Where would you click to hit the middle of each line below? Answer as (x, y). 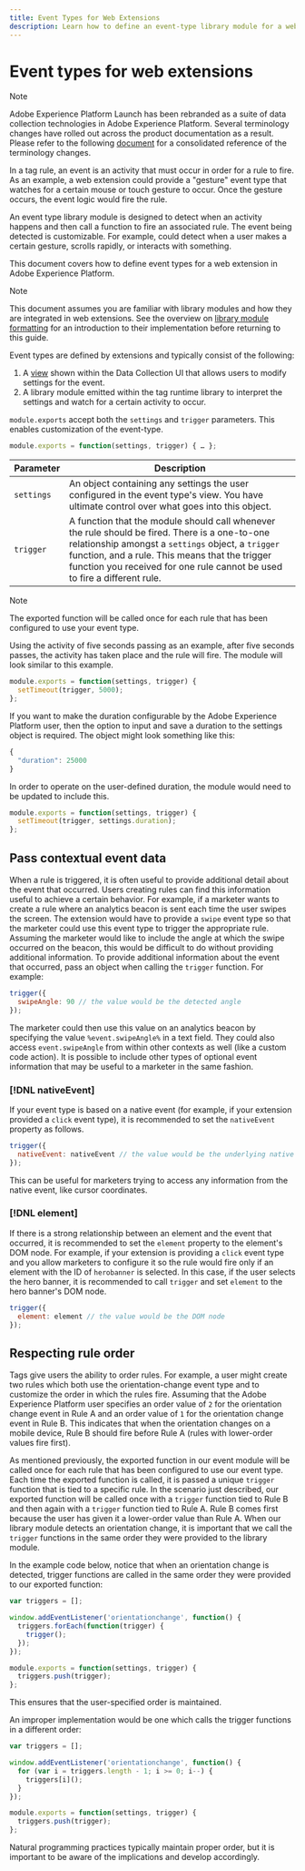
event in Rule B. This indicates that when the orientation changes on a (140, 1424)
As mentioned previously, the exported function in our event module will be (150, 1460)
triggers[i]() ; (54, 1779)
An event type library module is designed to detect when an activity (136, 217)
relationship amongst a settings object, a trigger (174, 544)
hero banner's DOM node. (58, 1291)
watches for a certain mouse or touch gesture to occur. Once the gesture (146, 190)
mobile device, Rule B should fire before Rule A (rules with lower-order (141, 1433)
